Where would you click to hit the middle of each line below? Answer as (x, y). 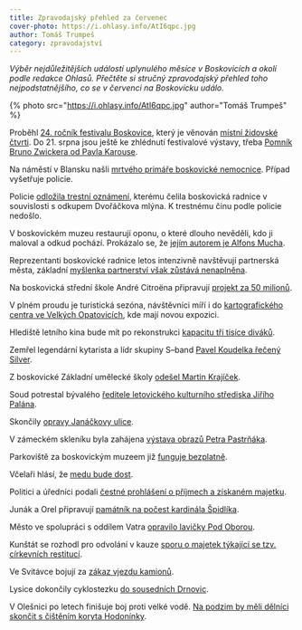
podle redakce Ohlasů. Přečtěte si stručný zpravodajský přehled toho (139, 79)
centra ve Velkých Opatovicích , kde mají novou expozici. (114, 315)
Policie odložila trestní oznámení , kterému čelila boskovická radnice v (138, 196)
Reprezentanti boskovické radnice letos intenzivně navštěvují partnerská (144, 261)
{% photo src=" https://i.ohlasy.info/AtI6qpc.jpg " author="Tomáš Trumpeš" (148, 106)
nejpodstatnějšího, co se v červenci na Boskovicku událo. (117, 88)
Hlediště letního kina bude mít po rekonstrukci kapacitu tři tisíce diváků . (142, 332)
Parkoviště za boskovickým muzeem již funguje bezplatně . (118, 457)
